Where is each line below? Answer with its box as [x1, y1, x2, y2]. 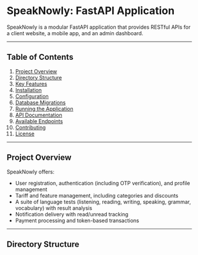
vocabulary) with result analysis [15, 204, 93, 212]
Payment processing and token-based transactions [15, 217, 140, 224]
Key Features [15, 80, 48, 87]
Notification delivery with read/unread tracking [15, 210, 129, 217]
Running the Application [15, 105, 73, 112]
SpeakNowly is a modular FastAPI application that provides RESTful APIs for [6, 23, 191, 30]
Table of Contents [6, 52, 74, 62]
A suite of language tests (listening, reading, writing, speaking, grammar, [15, 198, 192, 205]
